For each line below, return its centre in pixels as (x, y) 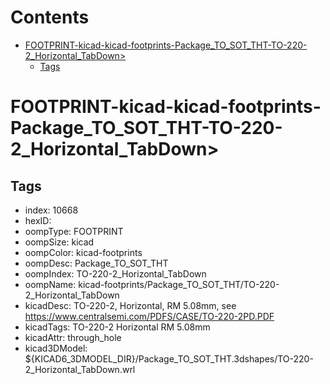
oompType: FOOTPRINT (74, 231)
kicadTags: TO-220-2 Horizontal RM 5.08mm (117, 327)
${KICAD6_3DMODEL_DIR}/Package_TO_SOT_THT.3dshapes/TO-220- (169, 358)
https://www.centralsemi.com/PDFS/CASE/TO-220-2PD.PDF (149, 316)
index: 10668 (51, 210)
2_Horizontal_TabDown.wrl (80, 369)
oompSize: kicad (59, 242)
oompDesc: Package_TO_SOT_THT (96, 263)
